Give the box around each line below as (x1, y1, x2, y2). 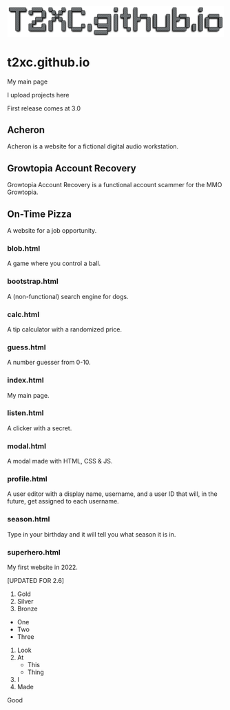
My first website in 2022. (7, 563, 78, 571)
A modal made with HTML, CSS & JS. (7, 457, 113, 466)
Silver (17, 597, 34, 605)
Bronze (17, 604, 38, 613)
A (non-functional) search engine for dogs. (7, 292, 129, 300)
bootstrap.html (7, 276, 59, 286)
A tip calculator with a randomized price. (7, 325, 123, 334)
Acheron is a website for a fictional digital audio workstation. (7, 142, 179, 151)
